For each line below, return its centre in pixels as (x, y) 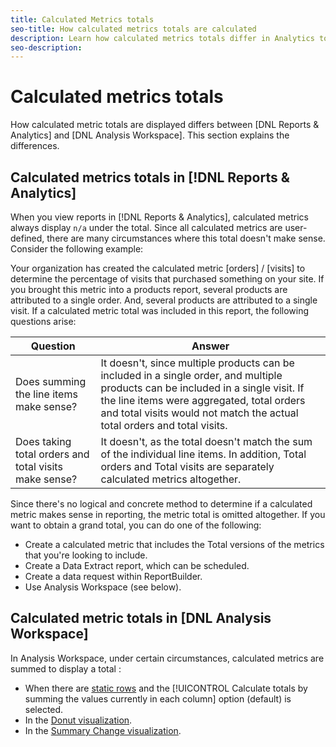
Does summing (51, 381)
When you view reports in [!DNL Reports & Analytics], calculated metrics (160, 217)
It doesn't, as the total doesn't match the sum (206, 441)
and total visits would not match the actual (199, 413)
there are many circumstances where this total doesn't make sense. (186, 238)
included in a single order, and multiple (191, 375)
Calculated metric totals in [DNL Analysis (141, 618)
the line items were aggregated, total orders (203, 400)
